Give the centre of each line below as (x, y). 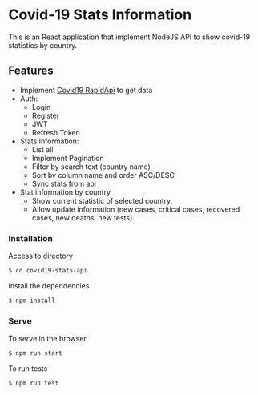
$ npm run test (34, 383)
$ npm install (32, 300)
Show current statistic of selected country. (102, 200)
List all (42, 149)
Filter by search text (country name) (91, 167)
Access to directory (41, 256)
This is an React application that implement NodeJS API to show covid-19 (129, 37)
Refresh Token (56, 132)
